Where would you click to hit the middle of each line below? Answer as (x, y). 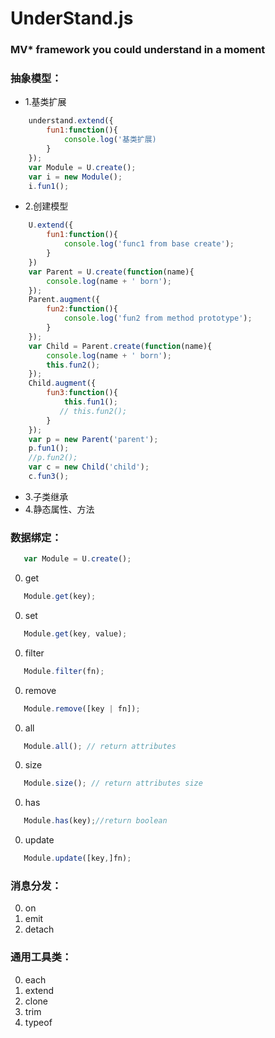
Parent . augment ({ (64, 300)
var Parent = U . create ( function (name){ (111, 272)
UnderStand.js (72, 18)
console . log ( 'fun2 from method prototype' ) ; (158, 318)
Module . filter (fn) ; (64, 671)
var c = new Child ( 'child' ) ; (89, 467)
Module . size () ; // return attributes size (113, 783)
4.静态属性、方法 (59, 509)
